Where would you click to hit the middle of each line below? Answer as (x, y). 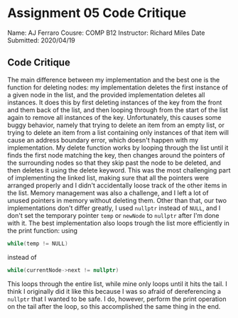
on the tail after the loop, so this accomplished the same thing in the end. (114, 306)
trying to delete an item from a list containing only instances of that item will (118, 132)
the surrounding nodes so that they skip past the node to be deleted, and (114, 163)
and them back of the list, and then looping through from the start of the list (118, 110)
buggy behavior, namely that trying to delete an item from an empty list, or (116, 125)
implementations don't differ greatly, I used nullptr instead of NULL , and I (114, 208)
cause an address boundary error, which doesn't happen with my (103, 140)
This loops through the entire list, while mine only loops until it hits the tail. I (117, 284)
